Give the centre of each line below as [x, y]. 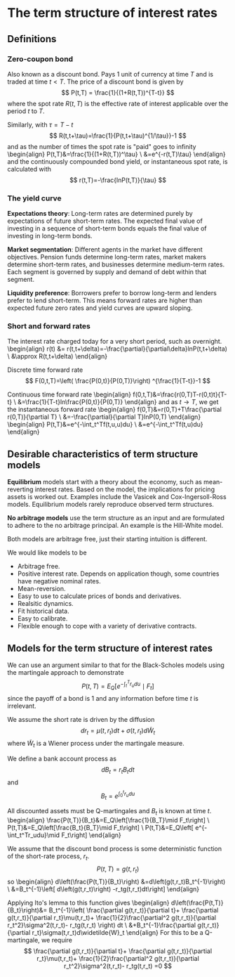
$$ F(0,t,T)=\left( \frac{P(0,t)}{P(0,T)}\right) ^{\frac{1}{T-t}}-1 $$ [118, 381]
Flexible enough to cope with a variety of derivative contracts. [107, 626]
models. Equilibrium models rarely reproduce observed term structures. [110, 505]
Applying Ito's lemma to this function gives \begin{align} [88, 902]
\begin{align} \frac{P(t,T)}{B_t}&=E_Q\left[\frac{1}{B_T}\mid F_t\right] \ [108, 820]
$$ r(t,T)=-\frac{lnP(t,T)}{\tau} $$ [118, 180]
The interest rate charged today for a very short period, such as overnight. [115, 342]
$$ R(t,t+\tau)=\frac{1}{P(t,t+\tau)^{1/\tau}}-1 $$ [118, 136]
